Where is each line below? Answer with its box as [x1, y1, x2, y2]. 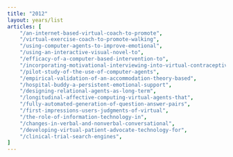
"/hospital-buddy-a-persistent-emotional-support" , [19, 81, 172, 88]
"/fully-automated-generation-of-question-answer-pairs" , [19, 101, 191, 108]
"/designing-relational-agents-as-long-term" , [19, 88, 157, 94]
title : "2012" [7, 10, 49, 17]
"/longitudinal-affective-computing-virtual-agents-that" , [19, 94, 194, 101]
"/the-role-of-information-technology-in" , [19, 113, 148, 120]
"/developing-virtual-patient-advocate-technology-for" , [19, 126, 188, 133]
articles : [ [7, 23, 42, 30]
